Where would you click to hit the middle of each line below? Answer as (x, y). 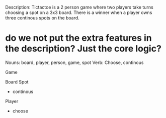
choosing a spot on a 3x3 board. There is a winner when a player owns (79, 12)
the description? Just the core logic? (84, 49)
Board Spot (17, 81)
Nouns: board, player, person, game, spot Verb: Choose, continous (74, 62)
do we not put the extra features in (78, 38)
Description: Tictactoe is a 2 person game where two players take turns (79, 7)
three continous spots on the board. (42, 18)
